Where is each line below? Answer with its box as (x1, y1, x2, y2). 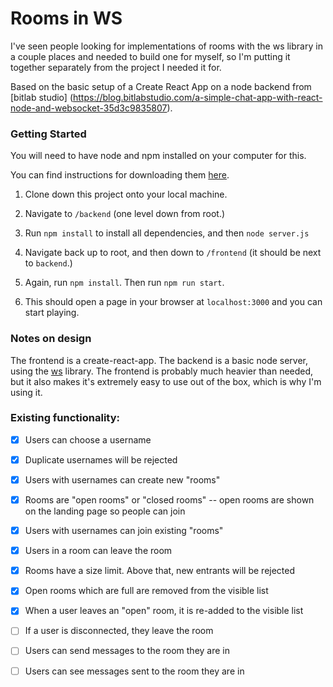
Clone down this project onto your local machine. (24, 188, 228, 201)
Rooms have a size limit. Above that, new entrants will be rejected (24, 565, 296, 577)
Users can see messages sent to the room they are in (24, 665, 245, 677)
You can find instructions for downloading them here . (10, 169, 230, 181)
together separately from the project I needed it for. (10, 61, 222, 73)
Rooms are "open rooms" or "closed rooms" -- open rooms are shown (24, 494, 315, 506)
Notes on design (10, 332, 92, 346)
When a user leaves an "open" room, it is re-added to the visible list (24, 605, 304, 617)
